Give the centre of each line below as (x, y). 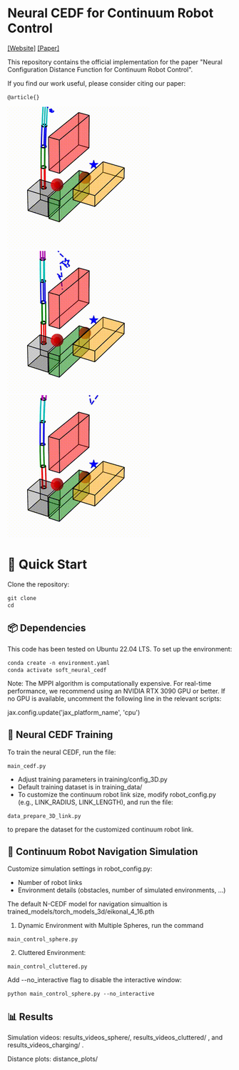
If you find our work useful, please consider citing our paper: (97, 83)
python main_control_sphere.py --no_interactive (81, 994)
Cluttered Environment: (52, 953)
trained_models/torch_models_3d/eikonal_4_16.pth (81, 911)
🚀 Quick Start (47, 565)
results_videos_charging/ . (46, 1045)
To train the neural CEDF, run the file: (62, 752)
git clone (22, 598)
